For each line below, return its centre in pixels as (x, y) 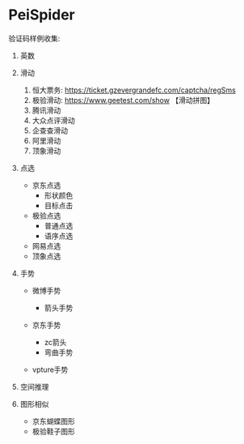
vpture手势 (50, 369)
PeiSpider (42, 15)
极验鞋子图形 (53, 431)
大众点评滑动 (53, 120)
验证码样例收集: (34, 38)
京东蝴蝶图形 (53, 421)
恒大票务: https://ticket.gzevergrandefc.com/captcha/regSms (134, 90)
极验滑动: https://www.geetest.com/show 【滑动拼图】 (123, 100)
